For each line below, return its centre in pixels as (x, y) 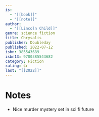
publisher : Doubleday (28, 43)
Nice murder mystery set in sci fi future (53, 109)
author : (13, 24)
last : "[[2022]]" (23, 71)
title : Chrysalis (23, 38)
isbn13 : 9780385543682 (29, 56)
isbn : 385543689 (22, 52)
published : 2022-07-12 (29, 47)
